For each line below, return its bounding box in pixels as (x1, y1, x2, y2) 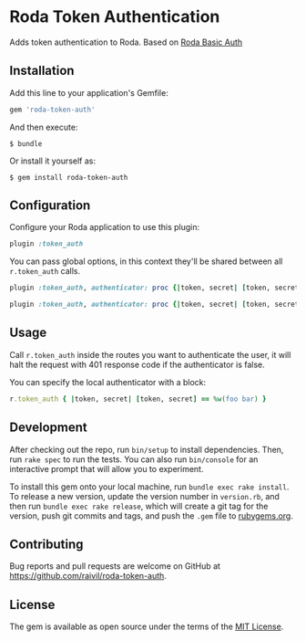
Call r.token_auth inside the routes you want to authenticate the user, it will (9, 349, 291, 360)
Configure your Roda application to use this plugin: (9, 222, 200, 233)
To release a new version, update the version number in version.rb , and (9, 490, 280, 501)
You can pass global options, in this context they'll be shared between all (9, 256, 283, 267)
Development (9, 420, 88, 436)
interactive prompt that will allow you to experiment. (9, 463, 204, 474)
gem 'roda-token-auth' (9, 105, 96, 114)
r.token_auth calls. (9, 266, 81, 277)
